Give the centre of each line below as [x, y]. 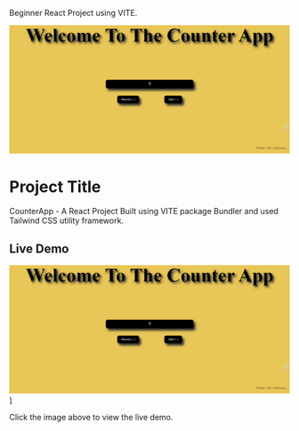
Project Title [55, 187]
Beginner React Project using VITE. [73, 13]
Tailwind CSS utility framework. [67, 220]
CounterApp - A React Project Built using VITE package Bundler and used [144, 212]
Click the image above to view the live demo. [91, 418]
